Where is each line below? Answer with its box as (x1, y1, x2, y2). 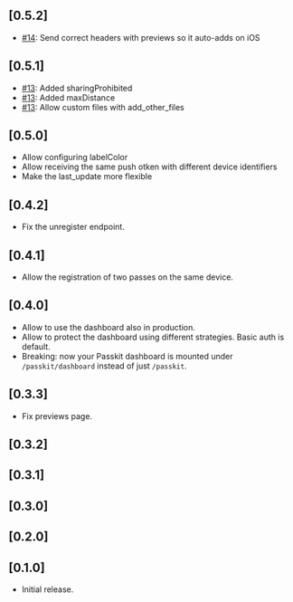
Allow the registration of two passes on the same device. (21, 272, 234, 282)
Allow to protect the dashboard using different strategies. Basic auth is (21, 331, 285, 342)
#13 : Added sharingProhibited (21, 82, 133, 93)
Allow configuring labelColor (21, 152, 128, 163)
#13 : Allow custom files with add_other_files (21, 101, 184, 112)
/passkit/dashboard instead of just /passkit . (21, 360, 187, 371)
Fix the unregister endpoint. (21, 222, 126, 233)
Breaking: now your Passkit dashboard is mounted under (21, 350, 233, 361)
